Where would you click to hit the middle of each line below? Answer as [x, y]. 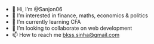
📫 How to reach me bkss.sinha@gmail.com [66, 35]
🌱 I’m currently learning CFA [46, 22]
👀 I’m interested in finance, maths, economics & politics [80, 15]
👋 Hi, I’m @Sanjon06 [37, 9]
